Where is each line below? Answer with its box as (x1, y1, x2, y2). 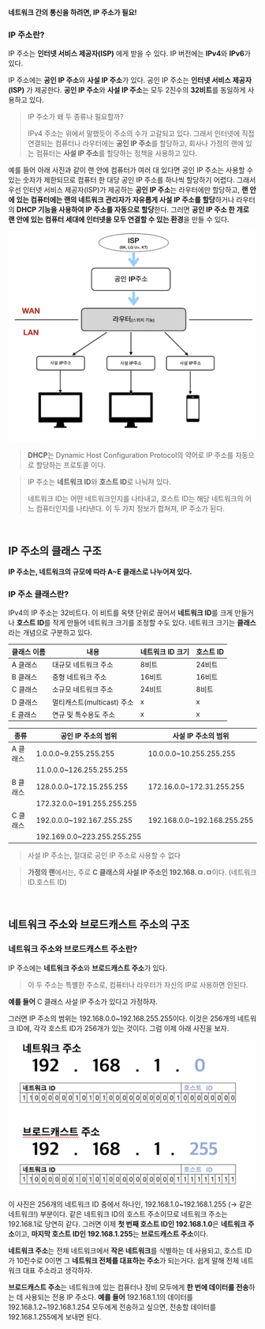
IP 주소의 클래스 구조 (8, 545, 102, 558)
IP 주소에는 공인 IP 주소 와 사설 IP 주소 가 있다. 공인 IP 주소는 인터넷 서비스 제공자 (8, 75, 252, 85)
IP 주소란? (8, 29, 45, 40)
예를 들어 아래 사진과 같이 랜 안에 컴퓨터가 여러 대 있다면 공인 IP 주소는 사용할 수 (8, 165, 254, 175)
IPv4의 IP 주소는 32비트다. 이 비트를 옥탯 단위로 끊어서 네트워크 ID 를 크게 (8, 608, 233, 617)
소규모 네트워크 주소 (52, 685, 114, 694)
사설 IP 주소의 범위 (172, 731, 230, 740)
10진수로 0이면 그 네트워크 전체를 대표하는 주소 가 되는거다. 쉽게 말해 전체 (16, 1256, 240, 1266)
